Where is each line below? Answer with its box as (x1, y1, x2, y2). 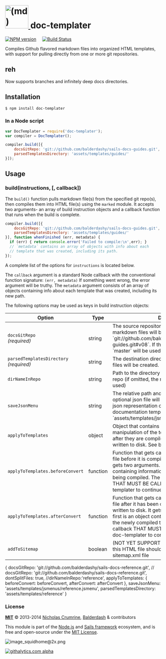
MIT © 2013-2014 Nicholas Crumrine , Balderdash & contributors (5, 614, 136, 620)
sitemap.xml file (112, 552, 149, 559)
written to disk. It (112, 507, 152, 514)
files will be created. (112, 361, 159, 368)
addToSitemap (7, 546, 39, 552)
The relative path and (112, 390, 162, 396)
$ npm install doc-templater (5, 106, 65, 111)
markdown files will (112, 329, 157, 336)
